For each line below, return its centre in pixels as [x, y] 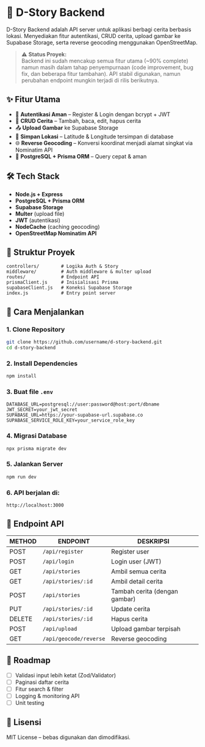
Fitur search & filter [39, 689]
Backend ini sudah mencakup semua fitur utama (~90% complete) [105, 61]
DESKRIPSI [153, 541]
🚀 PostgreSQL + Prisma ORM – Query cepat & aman [81, 156]
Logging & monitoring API [47, 696]
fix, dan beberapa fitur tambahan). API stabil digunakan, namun [101, 73]
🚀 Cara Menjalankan [45, 312]
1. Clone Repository [36, 329]
